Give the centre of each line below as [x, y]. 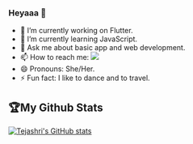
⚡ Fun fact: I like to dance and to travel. [85, 78]
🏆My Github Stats [56, 107]
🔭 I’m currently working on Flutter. [76, 31]
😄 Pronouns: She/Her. [57, 69]
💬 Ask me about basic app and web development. [103, 48]
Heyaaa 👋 [27, 13]
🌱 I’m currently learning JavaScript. [79, 39]
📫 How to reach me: [55, 57]
